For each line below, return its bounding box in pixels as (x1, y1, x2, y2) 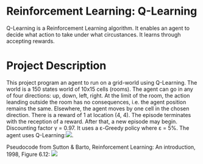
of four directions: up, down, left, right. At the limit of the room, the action (6, 91, 190, 99)
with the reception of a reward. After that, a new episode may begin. (6, 118, 178, 125)
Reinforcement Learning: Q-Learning (6, 4, 198, 18)
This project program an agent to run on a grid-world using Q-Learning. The (6, 79, 198, 86)
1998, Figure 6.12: (6, 151, 51, 158)
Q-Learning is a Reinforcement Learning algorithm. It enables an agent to (6, 24, 190, 32)
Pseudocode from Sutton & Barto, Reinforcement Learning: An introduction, (6, 143, 196, 151)
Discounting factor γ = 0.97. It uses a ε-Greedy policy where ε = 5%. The (6, 124, 190, 132)
